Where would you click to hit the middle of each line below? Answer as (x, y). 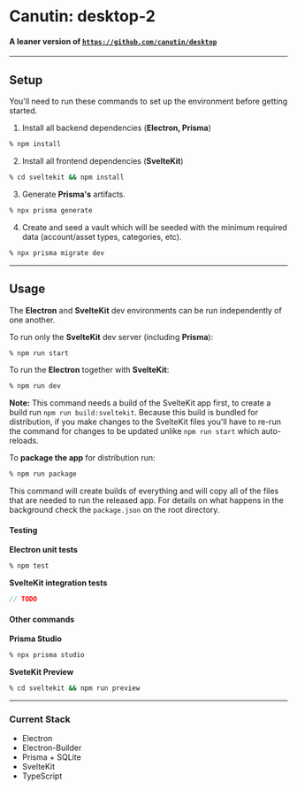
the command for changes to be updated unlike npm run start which (134, 431)
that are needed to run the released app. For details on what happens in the (147, 500)
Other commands (42, 619)
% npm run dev (35, 386)
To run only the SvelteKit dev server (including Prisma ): (111, 337)
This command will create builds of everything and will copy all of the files (144, 491)
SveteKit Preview (42, 672)
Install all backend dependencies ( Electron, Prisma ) (117, 128)
